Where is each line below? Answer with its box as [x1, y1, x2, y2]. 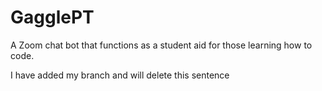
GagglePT [10, 6, 95, 29]
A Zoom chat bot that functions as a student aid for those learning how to [10, 39, 313, 51]
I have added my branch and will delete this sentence [10, 69, 230, 81]
